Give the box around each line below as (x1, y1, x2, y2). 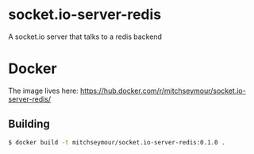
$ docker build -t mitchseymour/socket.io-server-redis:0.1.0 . (8, 138, 225, 146)
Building (8, 117, 50, 131)
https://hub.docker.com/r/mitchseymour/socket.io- (80, 86, 246, 95)
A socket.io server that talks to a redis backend (8, 32, 163, 41)
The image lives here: (8, 86, 79, 95)
